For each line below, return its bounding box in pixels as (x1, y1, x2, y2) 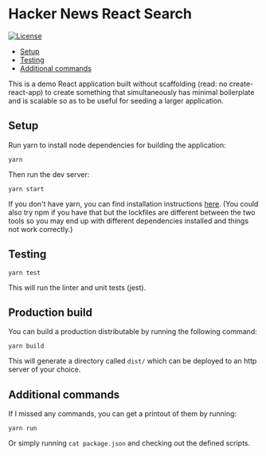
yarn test (8, 269, 41, 277)
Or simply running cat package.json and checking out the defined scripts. (8, 438, 251, 448)
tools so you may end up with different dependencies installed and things (8, 216, 249, 226)
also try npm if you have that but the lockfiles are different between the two (8, 207, 256, 217)
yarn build (8, 342, 45, 351)
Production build (8, 305, 93, 319)
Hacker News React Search (8, 5, 193, 23)
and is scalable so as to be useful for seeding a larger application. (8, 96, 225, 105)
